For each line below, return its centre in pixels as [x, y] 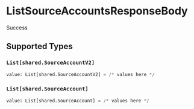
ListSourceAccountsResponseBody [97, 11]
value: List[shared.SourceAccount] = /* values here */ [78, 101]
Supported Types [40, 46]
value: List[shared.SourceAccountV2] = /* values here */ [80, 74]
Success [17, 28]
